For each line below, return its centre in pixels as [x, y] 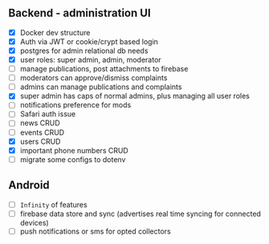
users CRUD [40, 141]
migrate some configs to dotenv [73, 159]
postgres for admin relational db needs [84, 51]
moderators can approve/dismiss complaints [94, 78]
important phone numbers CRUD [74, 150]
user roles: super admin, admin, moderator [91, 60]
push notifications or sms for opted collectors [95, 231]
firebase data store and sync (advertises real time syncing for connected [140, 213]
